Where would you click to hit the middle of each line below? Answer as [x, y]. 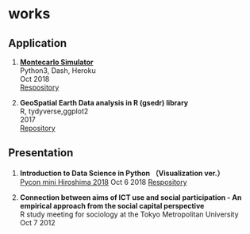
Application [38, 43]
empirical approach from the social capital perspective [112, 205]
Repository [37, 128]
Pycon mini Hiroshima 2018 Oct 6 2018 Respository [104, 182]
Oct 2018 [35, 79]
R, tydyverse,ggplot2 [54, 111]
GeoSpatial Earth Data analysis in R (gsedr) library [104, 103]
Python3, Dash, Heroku [58, 71]
